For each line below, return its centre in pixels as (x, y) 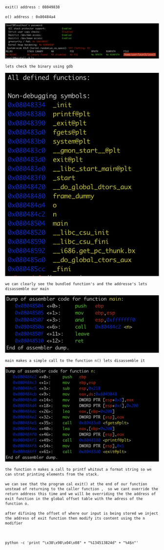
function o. (17, 504)
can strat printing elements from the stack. (52, 474)
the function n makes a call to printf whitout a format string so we (78, 469)
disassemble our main (27, 289)
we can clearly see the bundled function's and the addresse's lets (76, 284)
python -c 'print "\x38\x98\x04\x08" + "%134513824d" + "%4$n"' (72, 543)
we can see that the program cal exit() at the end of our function (76, 484)
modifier (14, 523)
